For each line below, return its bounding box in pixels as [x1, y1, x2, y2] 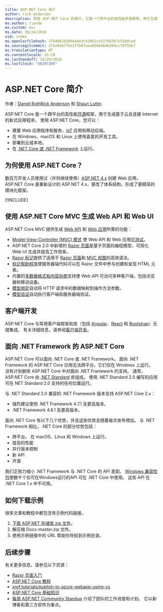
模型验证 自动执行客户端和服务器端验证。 [12, 291, 93, 297]
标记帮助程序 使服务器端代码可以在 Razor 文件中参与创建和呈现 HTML [12, 261, 150, 266]
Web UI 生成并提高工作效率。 [12, 248, 71, 254]
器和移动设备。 [12, 279, 42, 285]
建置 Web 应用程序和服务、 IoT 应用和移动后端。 [12, 127, 108, 134]
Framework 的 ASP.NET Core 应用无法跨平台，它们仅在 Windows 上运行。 [5, 362, 153, 368]
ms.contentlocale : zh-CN [5, 52, 55, 57]
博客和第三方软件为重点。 [12, 601, 64, 608]
